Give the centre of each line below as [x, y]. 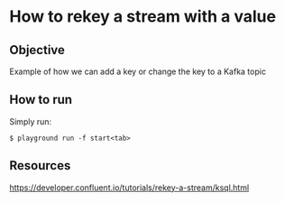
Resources [40, 165]
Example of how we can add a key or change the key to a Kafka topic [138, 71]
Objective [37, 50]
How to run [41, 100]
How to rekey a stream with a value [143, 17]
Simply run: [31, 121]
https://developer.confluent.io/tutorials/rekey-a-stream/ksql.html [129, 188]
